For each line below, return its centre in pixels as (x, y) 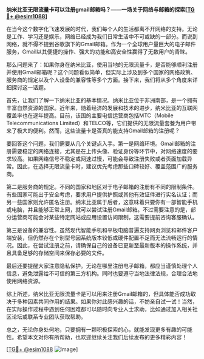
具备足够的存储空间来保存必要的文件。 (59, 253)
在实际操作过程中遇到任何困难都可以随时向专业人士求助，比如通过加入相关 (99, 309)
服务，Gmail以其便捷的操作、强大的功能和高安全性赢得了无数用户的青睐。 (99, 52)
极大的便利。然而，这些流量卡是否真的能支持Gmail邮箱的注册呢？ (98, 131)
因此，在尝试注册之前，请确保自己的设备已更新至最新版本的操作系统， (104, 245)
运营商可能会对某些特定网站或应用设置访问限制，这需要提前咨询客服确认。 (104, 217)
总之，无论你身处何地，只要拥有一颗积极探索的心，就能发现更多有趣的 (94, 330)
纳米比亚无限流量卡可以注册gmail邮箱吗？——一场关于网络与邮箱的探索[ (97, 9)
